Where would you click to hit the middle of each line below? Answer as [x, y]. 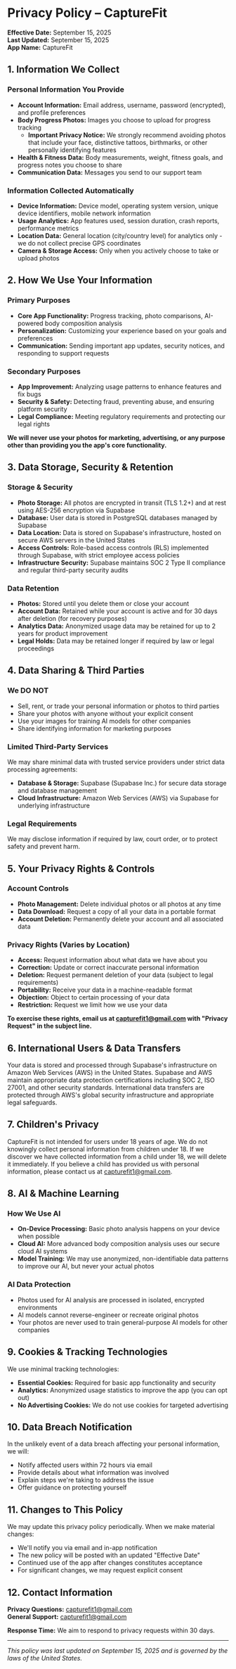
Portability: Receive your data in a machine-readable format [105, 990]
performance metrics [48, 228]
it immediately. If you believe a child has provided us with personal [103, 1164]
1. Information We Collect [64, 69]
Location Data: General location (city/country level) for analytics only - [120, 235]
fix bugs [29, 394]
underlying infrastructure [53, 805]
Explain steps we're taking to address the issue [86, 1480]
